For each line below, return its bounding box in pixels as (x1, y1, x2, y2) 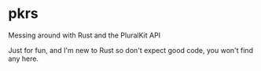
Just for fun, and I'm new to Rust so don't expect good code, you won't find (8, 45, 254, 55)
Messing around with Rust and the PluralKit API (8, 30, 161, 40)
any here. (8, 54, 39, 63)
